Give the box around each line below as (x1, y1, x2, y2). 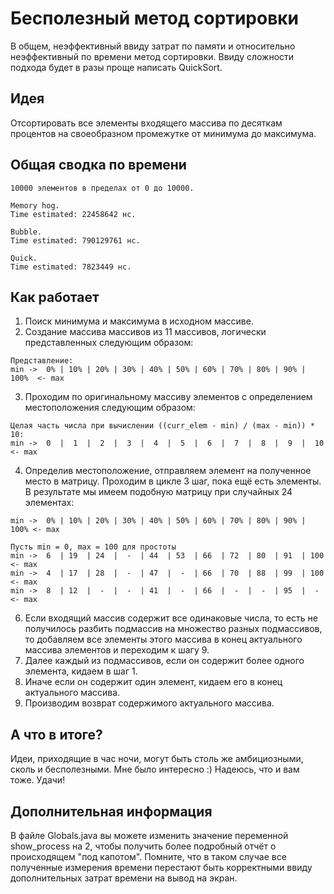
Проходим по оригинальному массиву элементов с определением (24, 391, 313, 403)
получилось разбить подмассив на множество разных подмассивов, (24, 623, 323, 635)
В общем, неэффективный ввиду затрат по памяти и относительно (10, 40, 296, 52)
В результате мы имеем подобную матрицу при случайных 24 (24, 486, 293, 498)
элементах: (24, 497, 75, 509)
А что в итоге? (10, 726, 103, 743)
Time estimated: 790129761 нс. (10, 235, 141, 246)
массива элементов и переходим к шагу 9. (24, 644, 210, 656)
